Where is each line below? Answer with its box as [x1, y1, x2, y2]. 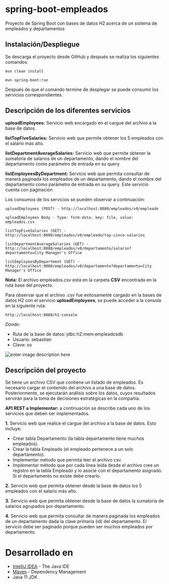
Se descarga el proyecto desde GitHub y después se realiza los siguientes [5, 53, 159, 60]
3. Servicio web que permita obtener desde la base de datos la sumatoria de [5, 498, 164, 504]
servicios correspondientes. [5, 92, 63, 98]
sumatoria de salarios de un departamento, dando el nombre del [5, 155, 138, 161]
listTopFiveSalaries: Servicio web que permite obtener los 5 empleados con [5, 135, 163, 141]
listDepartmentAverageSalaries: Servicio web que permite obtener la [5, 150, 151, 156]
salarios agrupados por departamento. [5, 503, 85, 509]
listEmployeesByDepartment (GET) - [5, 259, 80, 264]
